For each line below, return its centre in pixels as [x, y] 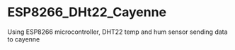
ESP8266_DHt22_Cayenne [87, 12]
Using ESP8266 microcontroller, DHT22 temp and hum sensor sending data [117, 32]
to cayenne [24, 39]
